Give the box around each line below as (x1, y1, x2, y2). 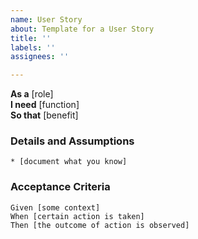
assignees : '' (10, 52, 70, 62)
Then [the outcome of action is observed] (10, 220, 190, 230)
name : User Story (10, 14, 83, 25)
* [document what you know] (10, 157, 128, 167)
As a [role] (10, 88, 54, 100)
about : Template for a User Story (10, 24, 155, 34)
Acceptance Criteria (10, 180, 111, 194)
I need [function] (10, 99, 80, 111)
